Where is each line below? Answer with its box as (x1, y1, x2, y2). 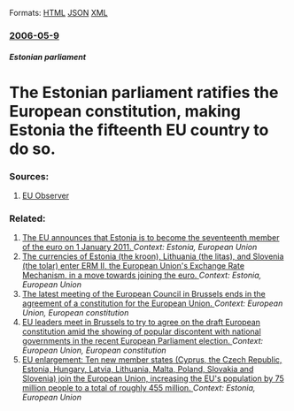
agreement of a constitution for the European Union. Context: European (21, 298, 283, 308)
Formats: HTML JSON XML (9, 8, 108, 18)
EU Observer (21, 190, 69, 201)
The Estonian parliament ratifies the (9, 82, 279, 103)
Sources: (9, 170, 50, 182)
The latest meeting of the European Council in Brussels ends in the (21, 289, 266, 300)
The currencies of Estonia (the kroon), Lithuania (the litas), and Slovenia (21, 251, 284, 262)
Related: (9, 212, 46, 225)
